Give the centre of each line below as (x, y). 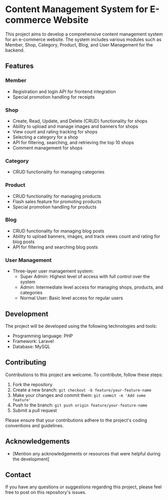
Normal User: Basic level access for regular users (71, 298)
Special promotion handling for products (54, 207)
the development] (31, 459)
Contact (18, 474)
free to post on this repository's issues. (46, 492)
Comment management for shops (47, 148)
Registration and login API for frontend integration (64, 92)
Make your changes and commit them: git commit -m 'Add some (79, 395)
